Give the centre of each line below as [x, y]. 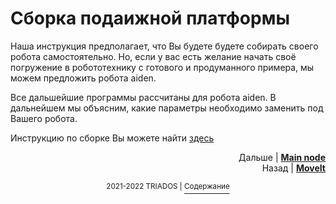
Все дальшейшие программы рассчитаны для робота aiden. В [143, 97]
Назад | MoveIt [293, 168]
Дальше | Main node [282, 157]
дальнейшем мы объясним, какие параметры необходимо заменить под [167, 108]
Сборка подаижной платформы [150, 18]
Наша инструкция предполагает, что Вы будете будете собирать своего [164, 46]
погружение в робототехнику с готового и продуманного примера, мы [162, 67]
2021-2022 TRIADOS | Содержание [168, 186]
